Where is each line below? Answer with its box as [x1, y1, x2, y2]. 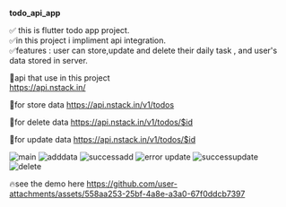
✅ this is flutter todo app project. [9, 25, 130, 35]
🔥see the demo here [9, 178, 85, 189]
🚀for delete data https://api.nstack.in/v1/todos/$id [9, 116, 194, 127]
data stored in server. [9, 56, 88, 65]
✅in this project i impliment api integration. [9, 35, 167, 46]
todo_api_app [9, 8, 61, 18]
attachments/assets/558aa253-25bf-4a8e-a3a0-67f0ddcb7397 [9, 188, 246, 199]
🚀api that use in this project [9, 73, 110, 83]
